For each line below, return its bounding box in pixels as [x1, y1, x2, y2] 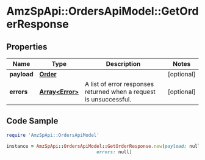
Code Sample [6, 116, 59, 126]
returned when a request [84, 87, 156, 96]
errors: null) [96, 148, 132, 155]
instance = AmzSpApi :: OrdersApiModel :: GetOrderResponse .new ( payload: [6, 143, 187, 149]
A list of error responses [84, 80, 154, 88]
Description [106, 60, 141, 68]
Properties [6, 42, 48, 52]
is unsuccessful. [84, 95, 132, 103]
